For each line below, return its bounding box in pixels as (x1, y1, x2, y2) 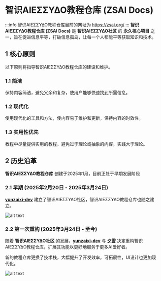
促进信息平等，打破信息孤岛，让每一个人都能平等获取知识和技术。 (22, 34, 156, 40)
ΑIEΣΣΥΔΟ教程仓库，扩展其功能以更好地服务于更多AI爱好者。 (5, 244, 130, 250)
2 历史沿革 (5, 157, 37, 165)
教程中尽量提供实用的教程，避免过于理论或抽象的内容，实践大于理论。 (5, 141, 148, 147)
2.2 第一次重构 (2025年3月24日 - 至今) (5, 225, 97, 232)
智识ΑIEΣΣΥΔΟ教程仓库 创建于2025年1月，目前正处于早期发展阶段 (5, 171, 140, 176)
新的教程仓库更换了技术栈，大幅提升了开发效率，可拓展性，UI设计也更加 (5, 254, 152, 260)
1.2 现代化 (5, 103, 29, 110)
